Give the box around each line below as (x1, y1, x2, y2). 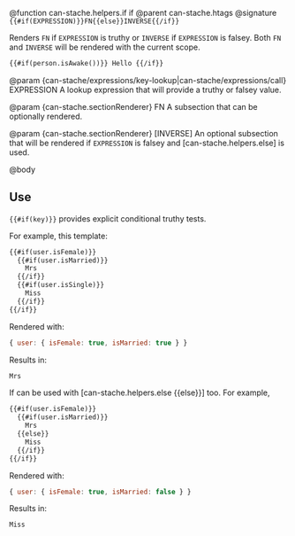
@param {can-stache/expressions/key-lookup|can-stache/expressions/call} (9, 74, 287, 85)
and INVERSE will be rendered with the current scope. (9, 42, 200, 52)
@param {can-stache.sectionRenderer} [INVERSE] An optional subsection (9, 128, 278, 138)
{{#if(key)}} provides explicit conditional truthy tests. (9, 213, 207, 224)
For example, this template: (9, 230, 108, 241)
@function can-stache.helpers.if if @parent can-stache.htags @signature (9, 8, 277, 18)
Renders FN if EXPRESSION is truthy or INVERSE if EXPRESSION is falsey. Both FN (9, 33, 282, 43)
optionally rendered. (9, 111, 83, 121)
